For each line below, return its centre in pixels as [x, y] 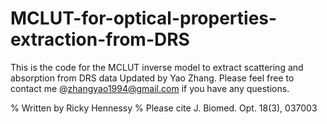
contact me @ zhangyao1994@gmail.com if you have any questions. [150, 88]
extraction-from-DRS [100, 39]
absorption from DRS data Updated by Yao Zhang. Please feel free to [152, 78]
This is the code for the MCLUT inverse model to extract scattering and [157, 67]
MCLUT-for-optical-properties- [144, 18]
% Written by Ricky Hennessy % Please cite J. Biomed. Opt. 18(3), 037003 [164, 108]
